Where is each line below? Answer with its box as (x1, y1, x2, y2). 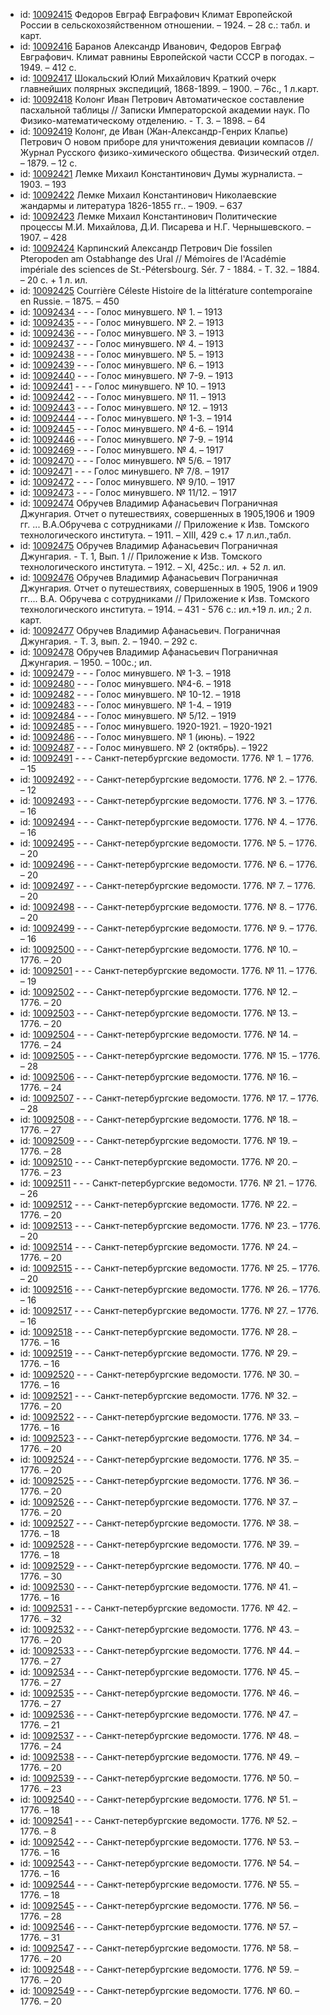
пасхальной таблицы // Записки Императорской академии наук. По (19, 104, 310, 116)
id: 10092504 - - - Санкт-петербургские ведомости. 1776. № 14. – (19, 1029, 298, 1040)
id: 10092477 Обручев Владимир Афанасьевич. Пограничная (19, 625, 281, 636)
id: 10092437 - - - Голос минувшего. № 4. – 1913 (19, 338, 224, 349)
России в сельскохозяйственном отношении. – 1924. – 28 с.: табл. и (19, 19, 311, 31)
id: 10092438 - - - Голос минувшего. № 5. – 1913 (19, 349, 224, 360)
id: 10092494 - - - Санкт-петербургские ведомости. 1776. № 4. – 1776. (19, 816, 318, 828)
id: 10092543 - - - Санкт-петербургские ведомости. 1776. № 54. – (19, 1857, 300, 1869)
